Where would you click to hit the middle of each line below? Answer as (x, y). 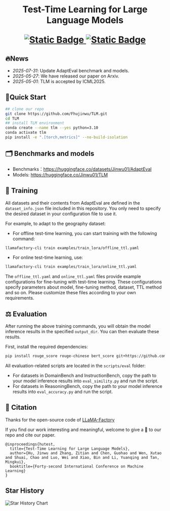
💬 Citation (21, 407)
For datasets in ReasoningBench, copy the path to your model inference (88, 386)
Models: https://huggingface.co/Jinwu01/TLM (60, 175)
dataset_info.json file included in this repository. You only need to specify (83, 208)
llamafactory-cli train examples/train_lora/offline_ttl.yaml (72, 248)
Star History (25, 491)
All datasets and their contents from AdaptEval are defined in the (73, 203)
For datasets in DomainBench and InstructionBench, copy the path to (84, 376)
